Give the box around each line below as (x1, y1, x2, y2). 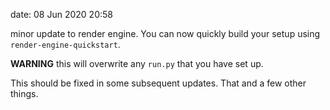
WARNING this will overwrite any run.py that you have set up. (10, 58, 264, 69)
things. (10, 88, 39, 99)
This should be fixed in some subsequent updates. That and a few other (10, 77, 307, 89)
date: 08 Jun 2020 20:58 (10, 9, 113, 20)
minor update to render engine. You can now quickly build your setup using (10, 28, 321, 39)
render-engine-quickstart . (10, 39, 121, 50)
